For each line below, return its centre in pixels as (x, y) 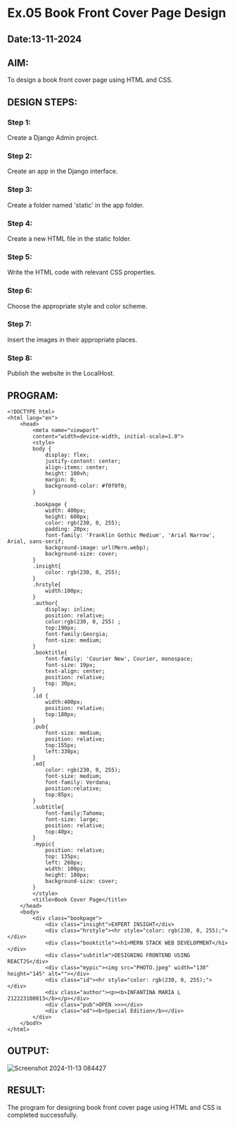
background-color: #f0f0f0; (86, 486)
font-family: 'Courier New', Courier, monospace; (119, 659)
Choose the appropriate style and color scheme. (77, 306)
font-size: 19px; (70, 665)
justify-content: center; (83, 461)
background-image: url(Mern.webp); (97, 547)
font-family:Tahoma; (75, 813)
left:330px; (62, 751)
